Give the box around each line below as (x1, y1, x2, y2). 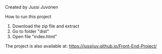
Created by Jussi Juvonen (5, 4, 58, 10)
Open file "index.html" (12, 34, 57, 39)
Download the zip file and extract (12, 23, 80, 29)
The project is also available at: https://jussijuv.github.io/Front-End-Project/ (5, 43, 157, 49)
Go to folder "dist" (12, 28, 49, 34)
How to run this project (5, 14, 52, 19)
